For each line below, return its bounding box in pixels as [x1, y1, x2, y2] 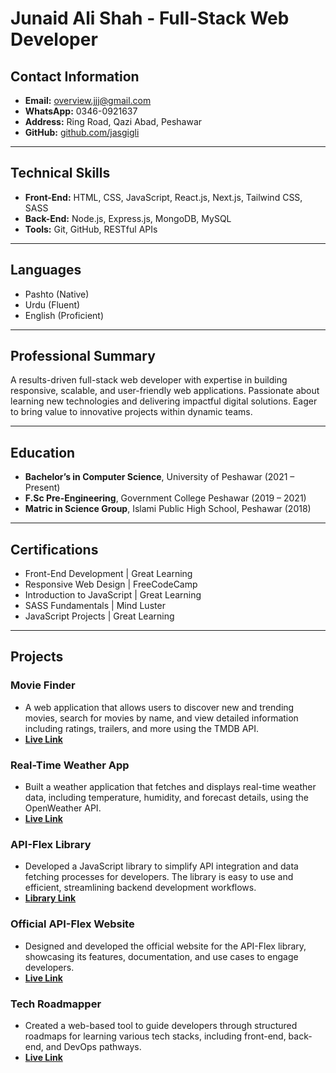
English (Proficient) [24, 309, 105, 321]
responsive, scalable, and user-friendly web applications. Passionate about [10, 385, 320, 397]
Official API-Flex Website [10, 917, 135, 931]
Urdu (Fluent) [24, 298, 81, 311]
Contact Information [10, 68, 140, 85]
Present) [24, 482, 61, 494]
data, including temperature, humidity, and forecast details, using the [24, 792, 309, 804]
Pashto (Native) [24, 288, 90, 300]
